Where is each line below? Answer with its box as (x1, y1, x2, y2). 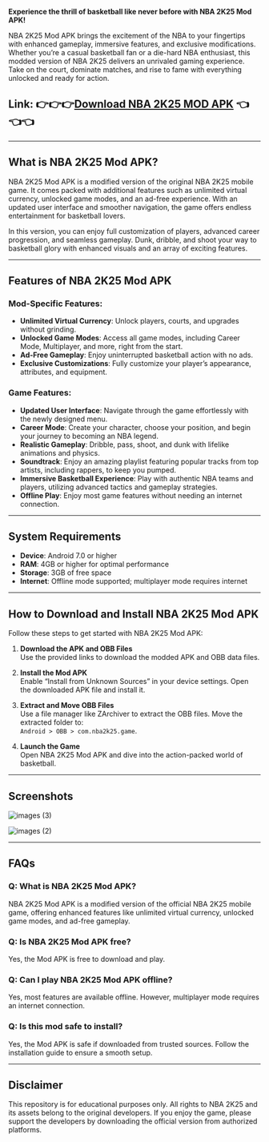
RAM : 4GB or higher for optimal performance (19, 560, 170, 569)
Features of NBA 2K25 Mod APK (8, 274, 172, 288)
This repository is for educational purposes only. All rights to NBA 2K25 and (8, 1100, 258, 1109)
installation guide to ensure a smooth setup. (8, 1048, 153, 1057)
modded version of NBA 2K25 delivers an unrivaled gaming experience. (8, 56, 245, 66)
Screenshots (8, 789, 74, 803)
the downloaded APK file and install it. (19, 685, 146, 695)
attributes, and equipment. (19, 368, 108, 377)
